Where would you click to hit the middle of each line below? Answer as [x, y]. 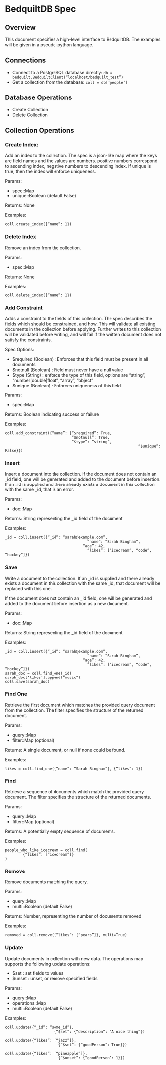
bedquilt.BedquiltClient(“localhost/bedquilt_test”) [68, 77]
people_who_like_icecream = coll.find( [46, 850]
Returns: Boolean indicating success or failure [52, 414]
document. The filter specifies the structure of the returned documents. [78, 797]
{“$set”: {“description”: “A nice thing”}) [99, 1031]
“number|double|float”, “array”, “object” [53, 380]
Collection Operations [40, 131]
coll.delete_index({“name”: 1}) [38, 295]
